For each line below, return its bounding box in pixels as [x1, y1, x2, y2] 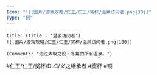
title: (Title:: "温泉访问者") [6, 32, 81, 38]
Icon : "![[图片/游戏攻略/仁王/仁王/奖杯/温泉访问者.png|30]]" [6, 9, 152, 15]
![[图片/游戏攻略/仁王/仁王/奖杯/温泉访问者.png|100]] [6, 39, 133, 45]
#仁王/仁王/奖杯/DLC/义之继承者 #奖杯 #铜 [6, 62, 113, 70]
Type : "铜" [6, 15, 33, 21]
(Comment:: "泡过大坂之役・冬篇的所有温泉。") [6, 51, 113, 57]
